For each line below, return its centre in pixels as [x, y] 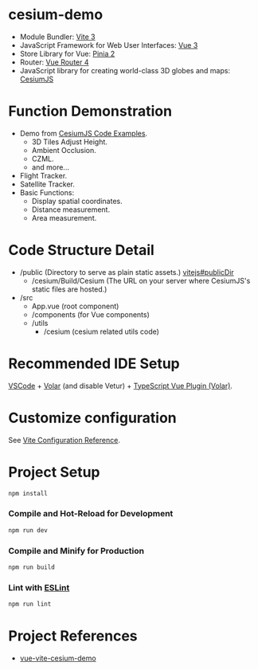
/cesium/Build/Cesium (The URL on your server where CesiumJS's [141, 280]
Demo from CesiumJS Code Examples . [84, 133]
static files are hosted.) [69, 289]
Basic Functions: [47, 192]
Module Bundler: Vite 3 [57, 37]
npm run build [32, 567]
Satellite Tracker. [47, 184]
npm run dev [28, 530]
